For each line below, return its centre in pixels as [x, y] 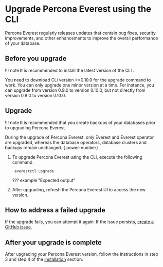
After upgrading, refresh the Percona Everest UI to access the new [79, 189]
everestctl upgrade [34, 171]
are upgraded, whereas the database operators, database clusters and [76, 142]
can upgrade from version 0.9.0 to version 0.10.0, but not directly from [75, 90]
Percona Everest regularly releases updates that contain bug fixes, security [80, 33]
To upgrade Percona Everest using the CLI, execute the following [77, 157]
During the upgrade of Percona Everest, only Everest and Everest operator [80, 137]
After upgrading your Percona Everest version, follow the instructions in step [81, 254]
